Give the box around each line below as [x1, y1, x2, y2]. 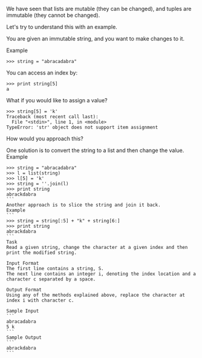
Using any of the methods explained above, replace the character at [6, 292, 186, 298]
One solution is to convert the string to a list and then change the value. [6, 147, 184, 154]
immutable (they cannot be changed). [6, 12, 100, 19]
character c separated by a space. [6, 276, 96, 282]
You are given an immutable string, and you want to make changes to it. [6, 35, 185, 42]
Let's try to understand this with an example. [6, 24, 118, 30]
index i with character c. [6, 297, 74, 303]
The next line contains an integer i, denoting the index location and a [6, 271, 197, 277]
